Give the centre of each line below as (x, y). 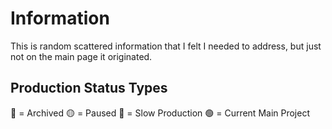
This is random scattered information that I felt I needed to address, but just (166, 46)
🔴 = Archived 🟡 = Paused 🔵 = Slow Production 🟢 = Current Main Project (160, 113)
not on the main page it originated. (81, 56)
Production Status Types (89, 88)
